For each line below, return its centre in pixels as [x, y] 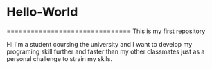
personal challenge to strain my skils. [59, 58]
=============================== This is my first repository [106, 31]
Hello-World [42, 12]
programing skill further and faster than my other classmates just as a [106, 51]
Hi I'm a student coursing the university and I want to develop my [99, 44]
